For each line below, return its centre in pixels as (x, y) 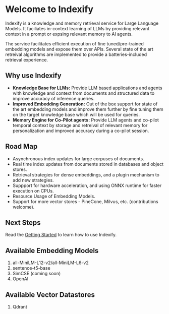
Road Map (21, 146)
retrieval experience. (27, 59)
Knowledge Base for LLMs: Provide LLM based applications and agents (87, 88)
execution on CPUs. (33, 191)
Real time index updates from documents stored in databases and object (88, 164)
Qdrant (20, 307)
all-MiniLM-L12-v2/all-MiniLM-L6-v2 (51, 263)
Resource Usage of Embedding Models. (54, 196)
